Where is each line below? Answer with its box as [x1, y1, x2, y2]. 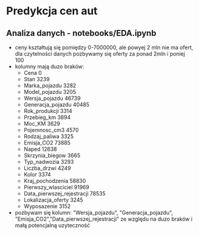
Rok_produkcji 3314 [23, 108, 73, 114]
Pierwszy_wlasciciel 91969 [23, 184, 90, 191]
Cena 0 [23, 69, 42, 76]
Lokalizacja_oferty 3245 [23, 196, 84, 203]
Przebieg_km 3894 [23, 114, 71, 121]
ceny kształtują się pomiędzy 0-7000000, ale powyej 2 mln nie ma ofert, [14, 44, 194, 51]
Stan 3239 [23, 76, 50, 83]
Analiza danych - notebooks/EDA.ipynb [6, 28, 157, 38]
